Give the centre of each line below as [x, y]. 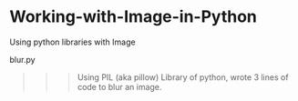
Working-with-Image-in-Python [134, 17]
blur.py [22, 59]
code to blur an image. [119, 86]
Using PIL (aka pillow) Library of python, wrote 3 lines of [183, 77]
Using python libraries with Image [72, 42]
